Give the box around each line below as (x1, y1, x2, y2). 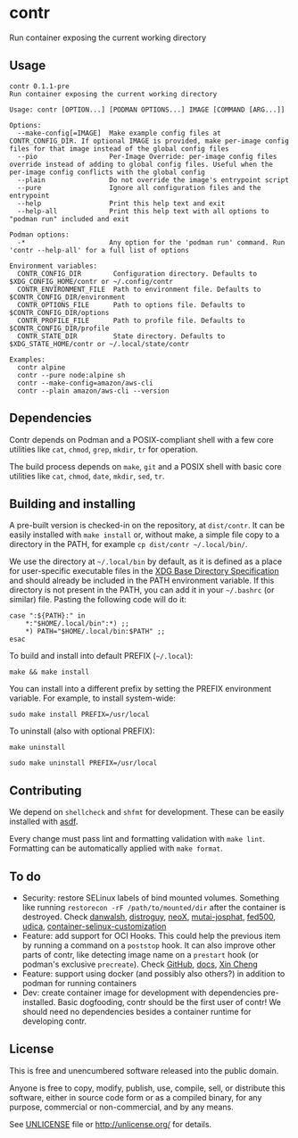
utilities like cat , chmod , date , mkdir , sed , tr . (9, 470, 165, 481)
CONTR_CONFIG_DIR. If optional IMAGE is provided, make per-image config (9, 137, 290, 145)
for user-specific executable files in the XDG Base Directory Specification (9, 566, 279, 577)
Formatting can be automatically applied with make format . (9, 843, 223, 854)
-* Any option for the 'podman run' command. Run (17, 237, 286, 247)
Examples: (9, 355, 46, 364)
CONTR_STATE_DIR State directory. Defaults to (17, 331, 226, 341)
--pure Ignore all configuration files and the (17, 183, 261, 192)
